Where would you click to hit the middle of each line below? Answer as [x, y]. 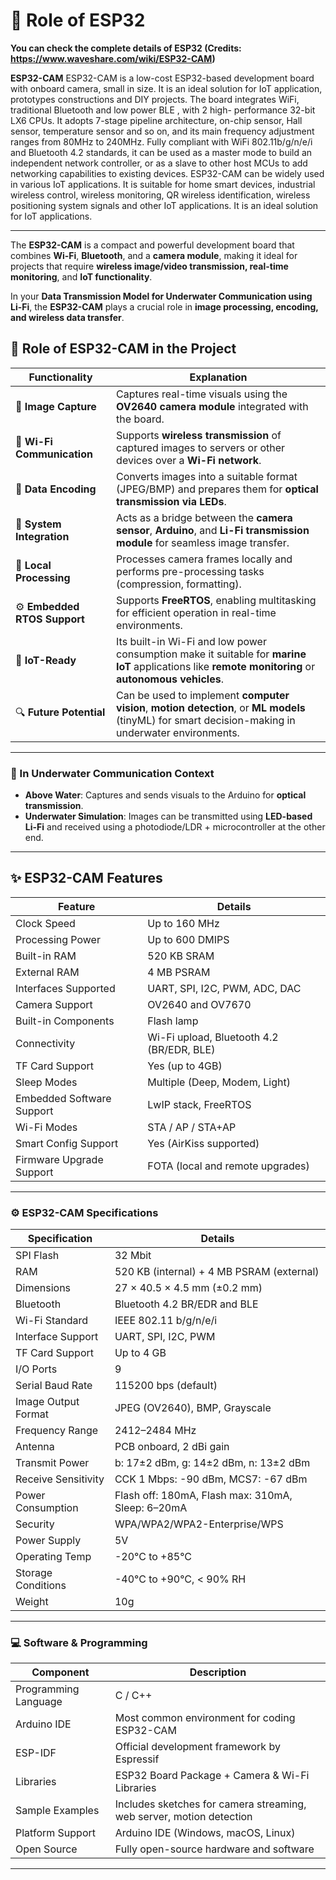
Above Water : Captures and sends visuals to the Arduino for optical [165, 795]
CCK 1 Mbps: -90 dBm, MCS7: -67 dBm [211, 1479]
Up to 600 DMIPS [188, 939]
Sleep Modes [46, 1082]
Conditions [41, 1586]
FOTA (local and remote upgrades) [228, 1166]
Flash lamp [173, 1021]
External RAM [47, 972]
